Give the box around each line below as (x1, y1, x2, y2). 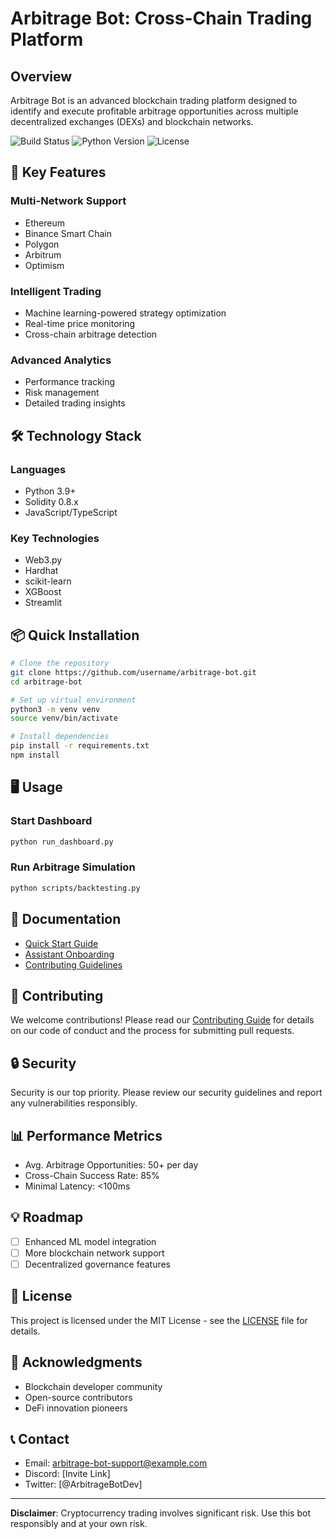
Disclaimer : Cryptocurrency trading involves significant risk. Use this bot (10, 1507, 311, 1519)
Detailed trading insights (24, 397, 126, 409)
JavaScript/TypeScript (24, 506, 118, 518)
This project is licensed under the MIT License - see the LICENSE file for (10, 1314, 308, 1326)
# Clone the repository (10, 658, 110, 669)
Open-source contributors (24, 1391, 133, 1403)
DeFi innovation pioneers (24, 1402, 128, 1414)
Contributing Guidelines (24, 958, 123, 971)
